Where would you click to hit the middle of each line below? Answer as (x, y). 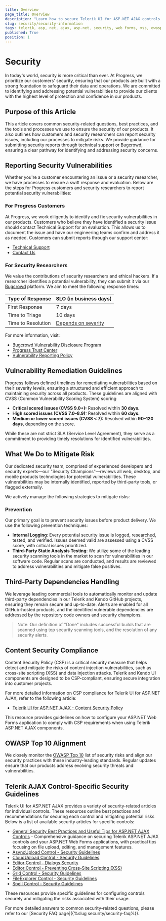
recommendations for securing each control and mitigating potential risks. (80, 817)
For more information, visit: (33, 335)
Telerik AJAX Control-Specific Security (67, 786)
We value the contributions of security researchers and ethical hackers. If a (82, 276)
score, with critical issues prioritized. (50, 545)
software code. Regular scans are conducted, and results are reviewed (84, 561)
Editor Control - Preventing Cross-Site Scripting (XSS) (67, 868)
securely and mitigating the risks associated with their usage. (67, 899)
